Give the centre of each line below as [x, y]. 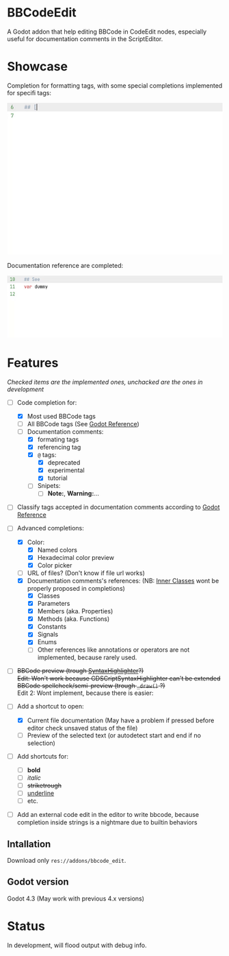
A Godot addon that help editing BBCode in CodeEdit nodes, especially [107, 32]
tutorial [57, 478]
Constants [52, 627]
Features [33, 363]
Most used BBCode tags [61, 416]
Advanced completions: [50, 528]
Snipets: [49, 486]
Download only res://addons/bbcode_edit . [67, 860]
